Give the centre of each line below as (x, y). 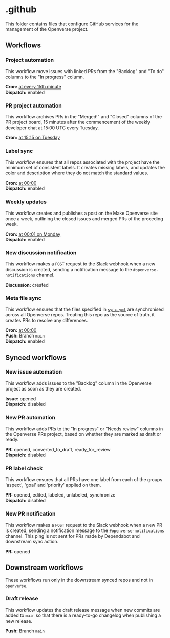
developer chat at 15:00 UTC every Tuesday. (52, 128)
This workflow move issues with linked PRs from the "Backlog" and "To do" (85, 71)
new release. (19, 621)
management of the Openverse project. (47, 29)
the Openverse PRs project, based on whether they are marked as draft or (83, 434)
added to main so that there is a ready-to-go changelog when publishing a (83, 615)
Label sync (19, 151)
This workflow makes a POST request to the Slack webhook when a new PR (84, 525)
